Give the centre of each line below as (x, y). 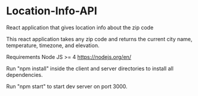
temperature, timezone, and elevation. (53, 45)
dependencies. (24, 75)
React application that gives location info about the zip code (80, 27)
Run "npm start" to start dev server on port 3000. (67, 86)
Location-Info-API (52, 11)
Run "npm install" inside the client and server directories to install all (90, 68)
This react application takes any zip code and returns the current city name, (99, 39)
